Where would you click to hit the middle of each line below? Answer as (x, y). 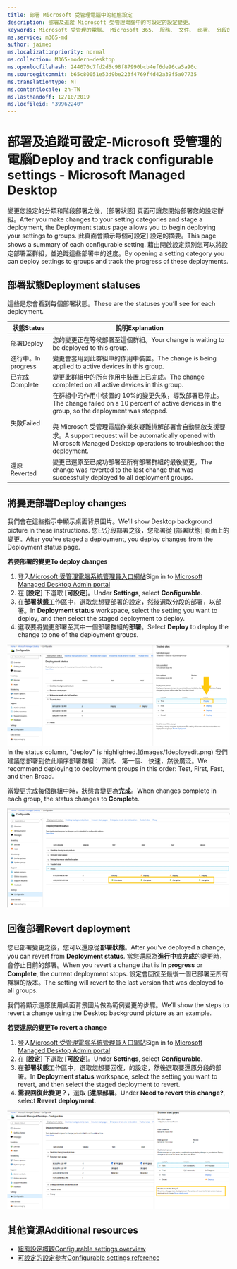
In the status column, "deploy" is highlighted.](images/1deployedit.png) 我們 (117, 752)
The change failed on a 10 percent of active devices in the (137, 403)
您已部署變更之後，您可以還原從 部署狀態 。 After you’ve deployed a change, (116, 947)
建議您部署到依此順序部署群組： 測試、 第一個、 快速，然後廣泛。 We (108, 760)
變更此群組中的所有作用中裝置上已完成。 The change (128, 377)
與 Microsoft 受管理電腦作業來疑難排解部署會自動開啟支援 (136, 427)
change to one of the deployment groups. (78, 634)
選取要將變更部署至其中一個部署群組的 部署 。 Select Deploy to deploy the (123, 626)
